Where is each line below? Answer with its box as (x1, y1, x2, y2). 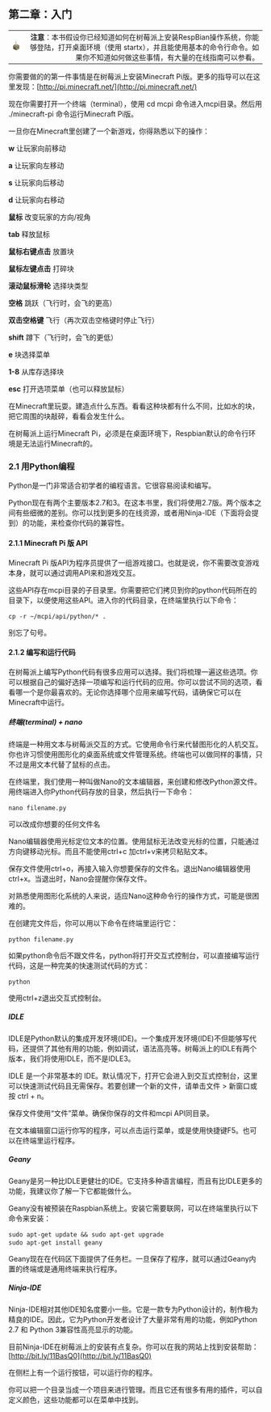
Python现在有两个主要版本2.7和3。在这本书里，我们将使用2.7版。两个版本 (8, 498, 255, 508)
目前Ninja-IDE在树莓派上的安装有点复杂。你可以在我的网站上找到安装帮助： (8, 1342, 260, 1351)
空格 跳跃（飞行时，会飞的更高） (8, 298, 117, 308)
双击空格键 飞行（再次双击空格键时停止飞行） (8, 315, 159, 325)
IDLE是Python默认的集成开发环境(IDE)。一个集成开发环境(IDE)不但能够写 (8, 1034, 250, 1043)
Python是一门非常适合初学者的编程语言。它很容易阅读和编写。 (8, 480, 216, 491)
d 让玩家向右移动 (8, 195, 65, 205)
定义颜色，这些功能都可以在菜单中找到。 (8, 1394, 143, 1405)
